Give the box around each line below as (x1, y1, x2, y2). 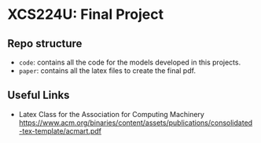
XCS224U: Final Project (7, 5, 164, 24)
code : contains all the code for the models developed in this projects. (18, 57, 241, 67)
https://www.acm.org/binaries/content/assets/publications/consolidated (18, 118, 253, 127)
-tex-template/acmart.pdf (18, 126, 102, 135)
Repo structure (7, 37, 83, 50)
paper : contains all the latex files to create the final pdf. (18, 66, 196, 75)
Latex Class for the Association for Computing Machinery (18, 109, 205, 119)
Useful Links (7, 89, 70, 102)
